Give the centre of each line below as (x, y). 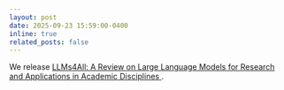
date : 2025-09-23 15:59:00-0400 (69, 26)
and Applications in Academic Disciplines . (87, 77)
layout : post (33, 17)
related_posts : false (49, 42)
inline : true (33, 34)
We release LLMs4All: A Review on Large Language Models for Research (142, 67)
